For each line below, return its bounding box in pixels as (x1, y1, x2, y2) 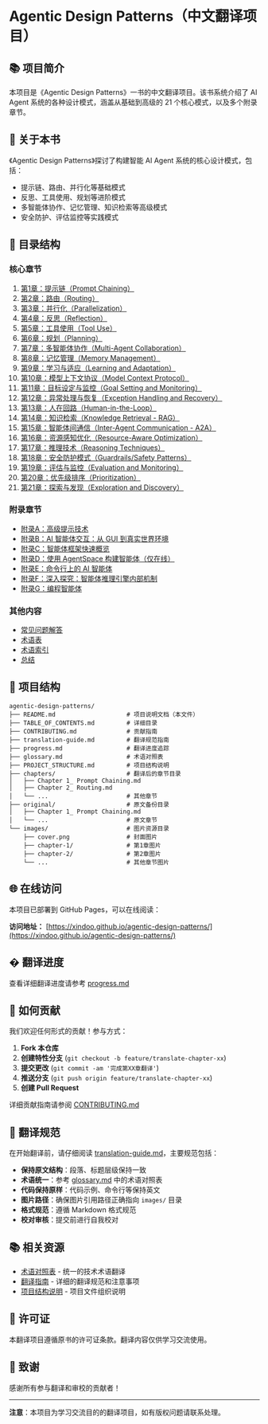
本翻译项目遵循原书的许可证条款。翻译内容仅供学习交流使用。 (9, 1335, 212, 1344)
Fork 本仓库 (20, 1043, 59, 1053)
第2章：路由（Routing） (20, 293, 99, 303)
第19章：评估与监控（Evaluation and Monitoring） (20, 463, 184, 472)
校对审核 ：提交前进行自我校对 (20, 1215, 118, 1225)
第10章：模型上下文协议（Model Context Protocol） (20, 373, 190, 382)
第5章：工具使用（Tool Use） (20, 323, 118, 333)
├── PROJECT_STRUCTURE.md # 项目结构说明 (9, 761, 169, 769)
